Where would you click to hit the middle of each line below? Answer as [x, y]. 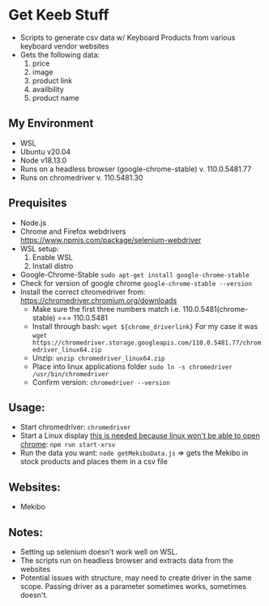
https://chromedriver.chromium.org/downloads [98, 300]
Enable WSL [52, 257]
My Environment [51, 123]
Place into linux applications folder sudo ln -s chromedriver [132, 366]
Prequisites [38, 203]
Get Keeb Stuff [59, 15]
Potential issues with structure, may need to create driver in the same [136, 578]
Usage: [27, 407]
